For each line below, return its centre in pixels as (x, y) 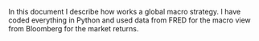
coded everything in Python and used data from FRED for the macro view (129, 20)
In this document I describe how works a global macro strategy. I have (125, 12)
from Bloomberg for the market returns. (74, 29)
